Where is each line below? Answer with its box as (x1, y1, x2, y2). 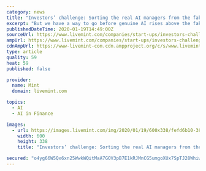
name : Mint (12, 82, 40, 89)
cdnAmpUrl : (6, 43, 34, 49)
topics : (6, 99, 26, 106)
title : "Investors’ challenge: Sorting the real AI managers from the (6, 15, 191, 21)
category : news (6, 9, 45, 15)
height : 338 (17, 139, 48, 145)
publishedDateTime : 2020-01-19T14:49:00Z (6, 26, 114, 32)
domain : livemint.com (12, 88, 67, 95)
